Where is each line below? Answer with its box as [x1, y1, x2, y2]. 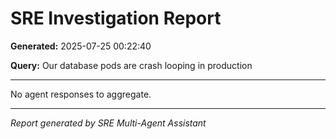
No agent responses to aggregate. [10, 88, 152, 100]
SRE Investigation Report [10, 7, 222, 30]
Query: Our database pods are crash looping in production [10, 59, 253, 71]
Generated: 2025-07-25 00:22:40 [10, 40, 152, 52]
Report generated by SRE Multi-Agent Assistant [10, 117, 207, 129]
